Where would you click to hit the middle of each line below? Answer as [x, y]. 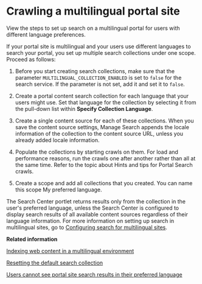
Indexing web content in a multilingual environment [70, 250]
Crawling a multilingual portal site [93, 11]
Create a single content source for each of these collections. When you [104, 121]
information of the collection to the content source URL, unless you [99, 133]
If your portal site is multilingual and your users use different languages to [99, 46]
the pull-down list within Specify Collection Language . [84, 108]
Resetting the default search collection [55, 263]
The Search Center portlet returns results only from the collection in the [96, 201]
